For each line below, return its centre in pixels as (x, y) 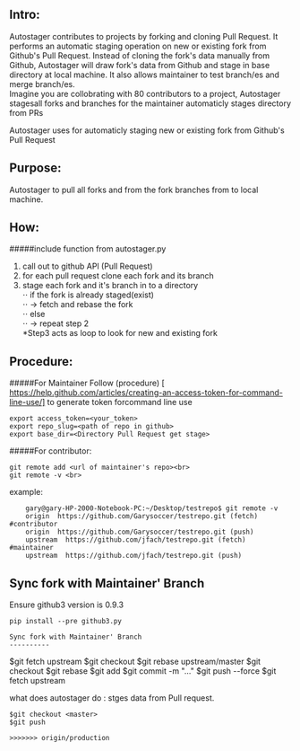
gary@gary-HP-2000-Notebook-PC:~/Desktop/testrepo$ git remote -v (152, 508)
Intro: (25, 15)
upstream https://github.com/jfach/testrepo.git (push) (134, 556)
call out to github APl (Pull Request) (88, 266)
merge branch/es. (43, 84)
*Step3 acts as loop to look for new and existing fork (120, 333)
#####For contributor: (51, 451)
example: (26, 492)
